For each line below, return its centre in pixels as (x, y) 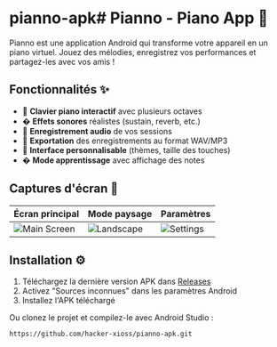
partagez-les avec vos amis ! (62, 61)
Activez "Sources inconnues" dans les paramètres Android (130, 291)
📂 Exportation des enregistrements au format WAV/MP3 (125, 141)
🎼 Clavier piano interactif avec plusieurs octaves (112, 111)
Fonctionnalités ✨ (59, 89)
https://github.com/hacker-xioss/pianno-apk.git (101, 334)
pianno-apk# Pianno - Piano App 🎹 (139, 18)
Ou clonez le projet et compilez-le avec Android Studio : (111, 318)
